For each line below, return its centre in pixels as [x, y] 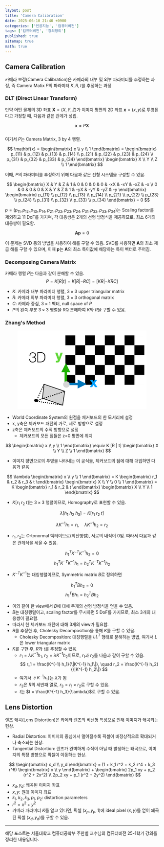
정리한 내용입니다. [22, 839]
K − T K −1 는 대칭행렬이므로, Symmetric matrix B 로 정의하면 [67, 574]
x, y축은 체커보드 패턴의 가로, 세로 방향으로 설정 [57, 424]
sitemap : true [20, 42]
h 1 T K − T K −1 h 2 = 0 [82, 553]
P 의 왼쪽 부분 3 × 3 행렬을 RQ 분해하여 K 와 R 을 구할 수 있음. [69, 309]
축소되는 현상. [31, 742]
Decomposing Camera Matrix [41, 262]
